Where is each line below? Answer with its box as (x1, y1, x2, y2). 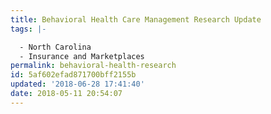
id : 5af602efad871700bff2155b (10, 70, 137, 80)
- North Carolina (19, 42, 92, 52)
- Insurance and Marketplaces (19, 51, 145, 61)
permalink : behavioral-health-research (10, 61, 177, 71)
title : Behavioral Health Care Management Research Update (10, 14, 262, 25)
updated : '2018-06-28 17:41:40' (10, 79, 145, 90)
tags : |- (10, 24, 47, 34)
